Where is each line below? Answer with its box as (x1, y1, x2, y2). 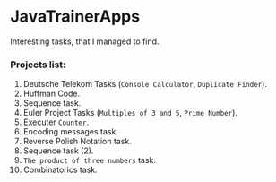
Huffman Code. (22, 88, 81, 100)
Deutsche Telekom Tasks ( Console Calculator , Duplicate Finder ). (22, 79, 268, 90)
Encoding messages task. (22, 126, 119, 137)
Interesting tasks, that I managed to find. (10, 36, 160, 47)
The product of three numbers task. (22, 155, 156, 166)
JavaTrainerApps (10, 6, 141, 27)
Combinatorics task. (22, 164, 98, 176)
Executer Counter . (22, 117, 89, 127)
